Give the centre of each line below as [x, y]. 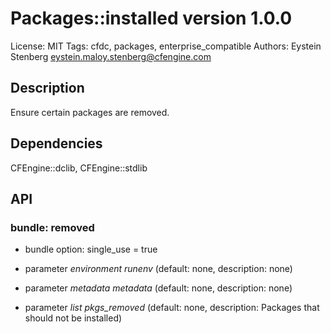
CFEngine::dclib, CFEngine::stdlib [79, 168]
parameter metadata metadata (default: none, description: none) [158, 288]
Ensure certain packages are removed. [90, 112]
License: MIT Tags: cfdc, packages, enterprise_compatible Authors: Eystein [166, 46]
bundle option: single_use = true [91, 249]
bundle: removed [52, 227]
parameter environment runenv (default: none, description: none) [158, 269]
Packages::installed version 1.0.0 [151, 18]
